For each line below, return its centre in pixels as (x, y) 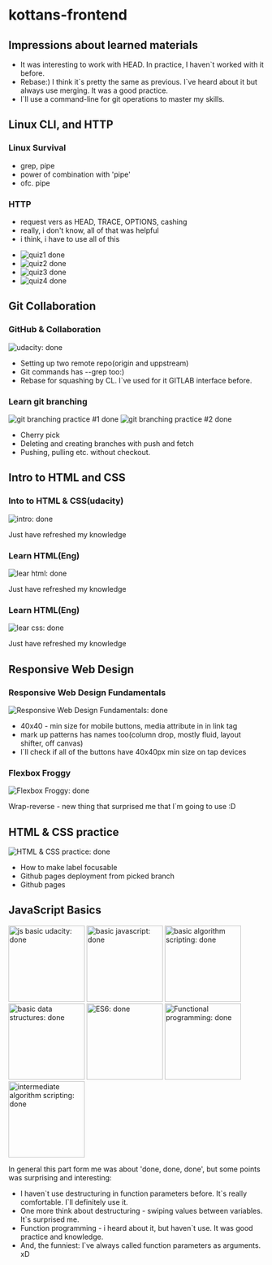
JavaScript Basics (55, 910)
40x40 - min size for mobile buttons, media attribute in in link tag (129, 725)
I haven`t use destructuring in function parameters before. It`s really (134, 1193)
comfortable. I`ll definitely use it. (74, 1202)
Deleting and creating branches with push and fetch (107, 443)
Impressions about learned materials (104, 45)
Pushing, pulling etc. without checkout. (85, 452)
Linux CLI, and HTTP (61, 125)
